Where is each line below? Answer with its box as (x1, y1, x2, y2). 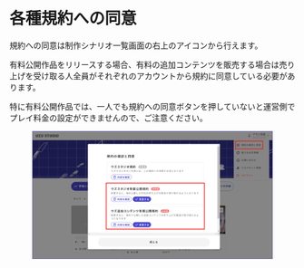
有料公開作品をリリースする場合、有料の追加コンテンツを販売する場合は (9, 59, 279, 70)
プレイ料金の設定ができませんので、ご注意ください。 (9, 112, 209, 123)
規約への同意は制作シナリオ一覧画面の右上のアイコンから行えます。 (9, 40, 263, 51)
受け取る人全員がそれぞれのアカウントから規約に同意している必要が (33, 70, 288, 81)
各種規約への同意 (9, 8, 138, 29)
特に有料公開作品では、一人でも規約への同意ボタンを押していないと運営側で (9, 100, 296, 111)
